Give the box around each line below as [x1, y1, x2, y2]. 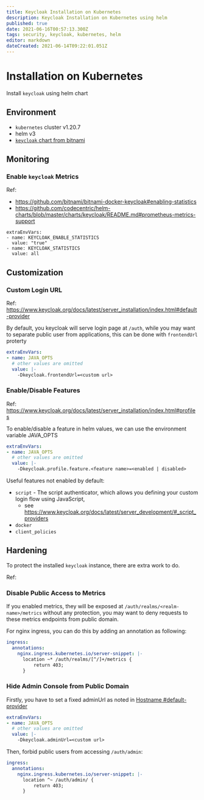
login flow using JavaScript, [15, 495, 85, 503]
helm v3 [15, 129, 36, 137]
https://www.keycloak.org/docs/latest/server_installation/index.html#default [6, 306, 197, 313]
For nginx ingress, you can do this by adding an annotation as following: [6, 627, 187, 635]
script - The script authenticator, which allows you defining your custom [15, 489, 199, 496]
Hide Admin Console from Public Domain [6, 682, 129, 691]
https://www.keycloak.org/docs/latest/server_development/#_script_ [24, 508, 197, 516]
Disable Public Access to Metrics [6, 589, 106, 597]
